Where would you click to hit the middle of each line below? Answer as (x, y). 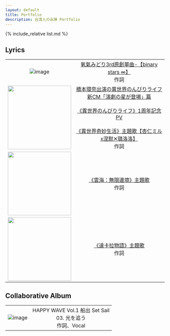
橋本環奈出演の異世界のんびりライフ (119, 89)
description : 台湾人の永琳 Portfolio (43, 19)
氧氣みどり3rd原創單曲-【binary (119, 65)
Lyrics (15, 50)
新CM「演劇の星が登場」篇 (119, 97)
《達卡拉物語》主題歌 (119, 246)
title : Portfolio (24, 15)
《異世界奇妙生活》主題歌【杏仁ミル (119, 131)
